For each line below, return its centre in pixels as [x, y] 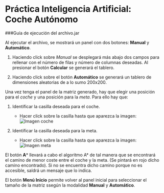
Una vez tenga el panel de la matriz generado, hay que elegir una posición [80, 92]
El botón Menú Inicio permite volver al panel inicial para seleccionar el [76, 180]
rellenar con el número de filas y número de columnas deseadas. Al [80, 62]
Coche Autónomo [42, 19]
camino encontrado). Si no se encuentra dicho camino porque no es [74, 165]
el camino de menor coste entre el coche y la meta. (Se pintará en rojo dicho [82, 160]
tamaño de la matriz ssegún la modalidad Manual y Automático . [70, 185]
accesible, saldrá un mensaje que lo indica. [48, 170]
